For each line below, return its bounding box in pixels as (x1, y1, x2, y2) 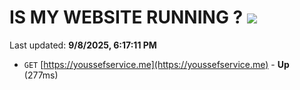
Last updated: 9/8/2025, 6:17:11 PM (9, 39, 157, 51)
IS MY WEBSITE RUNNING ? (9, 6, 244, 29)
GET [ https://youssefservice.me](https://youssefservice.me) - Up (23, 58, 290, 70)
